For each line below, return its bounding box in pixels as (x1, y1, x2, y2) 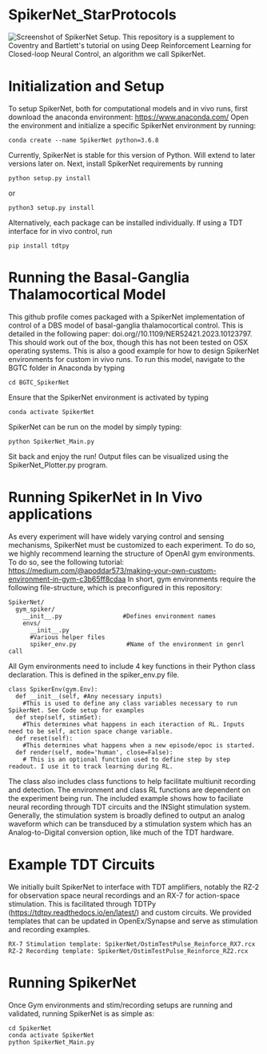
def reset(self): (15, 734, 74, 742)
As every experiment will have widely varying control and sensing (8, 531, 225, 541)
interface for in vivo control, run (8, 226, 113, 235)
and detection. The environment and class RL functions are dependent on (8, 785, 251, 795)
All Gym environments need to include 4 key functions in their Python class (8, 661, 256, 670)
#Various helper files (29, 633, 106, 642)
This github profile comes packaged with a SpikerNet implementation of (8, 312, 245, 321)
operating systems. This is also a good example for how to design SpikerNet (8, 346, 260, 356)
